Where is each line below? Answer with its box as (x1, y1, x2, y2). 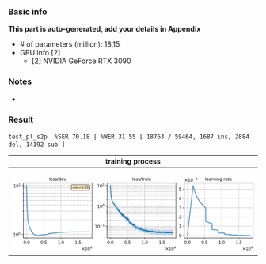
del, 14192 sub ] (8, 141, 66, 149)
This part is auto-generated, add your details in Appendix (8, 25, 201, 34)
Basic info (8, 6, 47, 17)
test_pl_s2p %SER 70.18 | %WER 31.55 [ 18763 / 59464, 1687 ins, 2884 (8, 133, 249, 141)
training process (105, 157, 161, 166)
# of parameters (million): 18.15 (19, 40, 120, 49)
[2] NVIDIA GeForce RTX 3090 (31, 56, 132, 66)
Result (8, 114, 34, 125)
